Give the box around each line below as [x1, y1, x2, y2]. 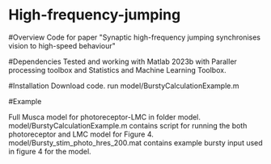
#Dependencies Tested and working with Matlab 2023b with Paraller [8, 57, 237, 66]
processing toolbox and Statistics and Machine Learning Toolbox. [8, 65, 227, 74]
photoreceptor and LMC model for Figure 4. [8, 129, 154, 139]
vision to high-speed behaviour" [8, 40, 116, 50]
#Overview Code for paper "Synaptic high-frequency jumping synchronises [8, 32, 261, 42]
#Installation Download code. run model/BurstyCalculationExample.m [8, 81, 240, 90]
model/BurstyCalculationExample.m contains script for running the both [8, 120, 248, 130]
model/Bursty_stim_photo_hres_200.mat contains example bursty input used [8, 137, 263, 147]
